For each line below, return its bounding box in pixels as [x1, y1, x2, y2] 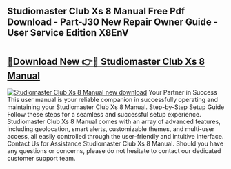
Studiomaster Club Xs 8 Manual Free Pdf [7, 6, 185, 17]
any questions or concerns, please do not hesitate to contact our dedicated [7, 147, 221, 155]
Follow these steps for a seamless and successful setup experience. [7, 110, 201, 118]
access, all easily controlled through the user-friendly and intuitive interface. [7, 132, 224, 140]
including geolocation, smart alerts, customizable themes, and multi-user [7, 125, 215, 133]
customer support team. [7, 155, 76, 162]
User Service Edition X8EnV [7, 27, 129, 39]
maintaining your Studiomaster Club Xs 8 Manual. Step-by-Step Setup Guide [7, 103, 225, 111]
